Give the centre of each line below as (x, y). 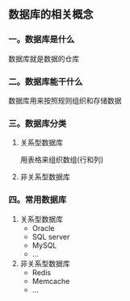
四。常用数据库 (38, 200)
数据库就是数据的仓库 (44, 58)
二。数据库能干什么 (46, 82)
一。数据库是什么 (42, 40)
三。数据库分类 (38, 123)
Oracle (43, 228)
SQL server (51, 236)
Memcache (51, 281)
